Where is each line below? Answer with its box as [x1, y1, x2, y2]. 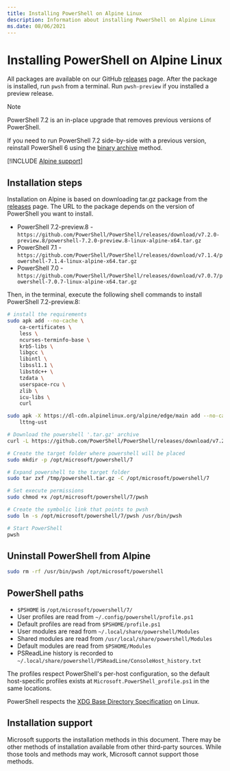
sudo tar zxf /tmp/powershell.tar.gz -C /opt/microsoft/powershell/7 [7, 475, 210, 482]
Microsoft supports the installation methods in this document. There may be [7, 735, 221, 744]
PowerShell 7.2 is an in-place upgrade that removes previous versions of [7, 116, 212, 124]
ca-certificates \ [19, 323, 72, 331]
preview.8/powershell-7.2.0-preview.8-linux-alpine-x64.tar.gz [16, 238, 202, 244]
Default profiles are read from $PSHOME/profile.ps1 [16, 620, 161, 628]
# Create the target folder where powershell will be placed [7, 450, 186, 457]
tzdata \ [19, 375, 44, 381]
